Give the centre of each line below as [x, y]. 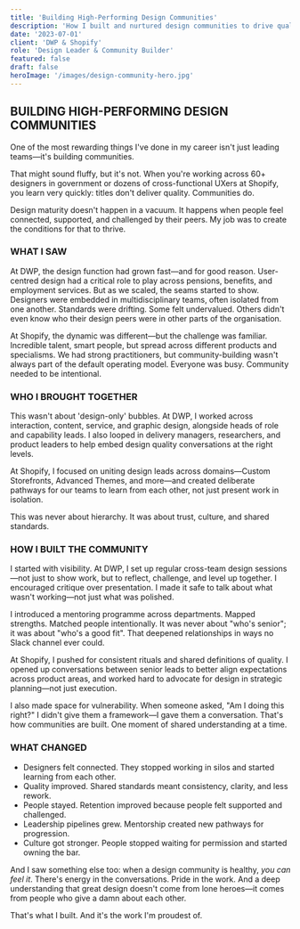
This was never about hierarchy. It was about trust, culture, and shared [140, 517]
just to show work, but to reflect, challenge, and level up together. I [154, 578]
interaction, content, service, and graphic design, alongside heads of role [145, 426]
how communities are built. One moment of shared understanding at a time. [149, 725]
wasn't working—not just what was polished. [92, 597]
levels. [22, 454]
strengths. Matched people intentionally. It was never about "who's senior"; [148, 623]
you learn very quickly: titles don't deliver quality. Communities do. [132, 192]
